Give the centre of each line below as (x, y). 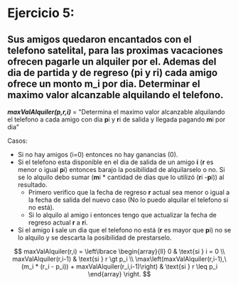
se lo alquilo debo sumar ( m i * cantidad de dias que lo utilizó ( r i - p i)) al (121, 177)
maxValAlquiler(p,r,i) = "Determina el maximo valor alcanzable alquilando (116, 112)
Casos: (18, 141)
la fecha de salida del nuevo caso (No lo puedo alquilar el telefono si (128, 200)
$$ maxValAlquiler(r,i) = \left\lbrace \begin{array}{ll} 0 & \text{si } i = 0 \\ (119, 251)
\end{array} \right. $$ (119, 274)
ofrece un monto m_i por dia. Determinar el (104, 84)
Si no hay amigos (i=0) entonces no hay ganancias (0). (98, 155)
